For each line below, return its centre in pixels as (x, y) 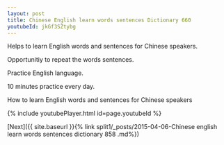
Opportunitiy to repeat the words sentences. (71, 60)
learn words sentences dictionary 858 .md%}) (73, 134)
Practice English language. (45, 73)
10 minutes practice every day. (51, 87)
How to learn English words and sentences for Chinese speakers (100, 100)
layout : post (26, 14)
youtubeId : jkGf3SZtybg (42, 26)
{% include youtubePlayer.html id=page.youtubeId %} (85, 113)
